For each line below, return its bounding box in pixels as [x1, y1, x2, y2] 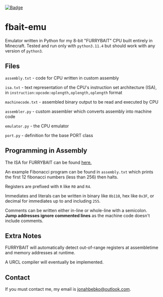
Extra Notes [5, 231, 41, 240]
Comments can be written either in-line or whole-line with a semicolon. [5, 207, 147, 213]
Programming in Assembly [5, 146, 88, 155]
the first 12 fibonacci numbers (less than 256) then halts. [5, 174, 118, 180]
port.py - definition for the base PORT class [5, 132, 93, 138]
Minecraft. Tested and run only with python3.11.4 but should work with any [5, 43, 156, 49]
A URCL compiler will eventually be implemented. [5, 259, 104, 265]
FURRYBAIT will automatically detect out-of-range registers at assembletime [5, 245, 159, 250]
